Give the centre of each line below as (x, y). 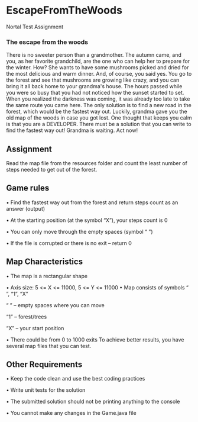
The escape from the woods (47, 42)
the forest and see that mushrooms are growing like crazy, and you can (93, 80)
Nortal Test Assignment (35, 27)
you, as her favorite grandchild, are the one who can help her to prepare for (98, 61)
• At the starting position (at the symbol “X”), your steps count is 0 (87, 220)
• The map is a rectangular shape (47, 276)
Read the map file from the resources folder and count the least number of (97, 163)
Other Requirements (44, 365)
